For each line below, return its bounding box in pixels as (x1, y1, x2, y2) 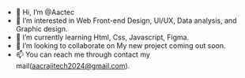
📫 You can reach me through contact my (15, 50, 150, 59)
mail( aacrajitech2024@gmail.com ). (15, 61, 130, 70)
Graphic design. (15, 24, 68, 33)
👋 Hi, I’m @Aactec (15, 8, 75, 17)
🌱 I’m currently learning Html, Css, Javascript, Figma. (15, 32, 190, 42)
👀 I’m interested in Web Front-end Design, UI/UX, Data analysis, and (15, 16, 237, 25)
